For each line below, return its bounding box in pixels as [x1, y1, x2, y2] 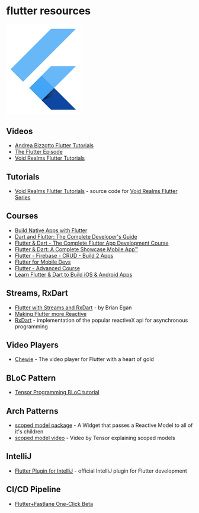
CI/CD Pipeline [6, 484, 61, 495]
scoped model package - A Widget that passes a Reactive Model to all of [14, 422, 193, 429]
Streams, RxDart [6, 288, 68, 298]
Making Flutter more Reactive [14, 310, 87, 317]
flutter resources [6, 4, 91, 18]
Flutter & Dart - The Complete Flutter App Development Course [14, 239, 169, 246]
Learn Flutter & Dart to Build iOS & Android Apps [14, 271, 133, 278]
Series [14, 194, 31, 201]
